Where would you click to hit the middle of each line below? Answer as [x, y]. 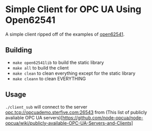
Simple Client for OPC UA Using [73, 9]
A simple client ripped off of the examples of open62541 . [65, 34]
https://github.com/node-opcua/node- [103, 117]
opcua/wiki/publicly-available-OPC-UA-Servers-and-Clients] [69, 123]
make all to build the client [41, 68]
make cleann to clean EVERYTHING [49, 78]
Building [19, 50]
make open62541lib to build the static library [58, 62]
